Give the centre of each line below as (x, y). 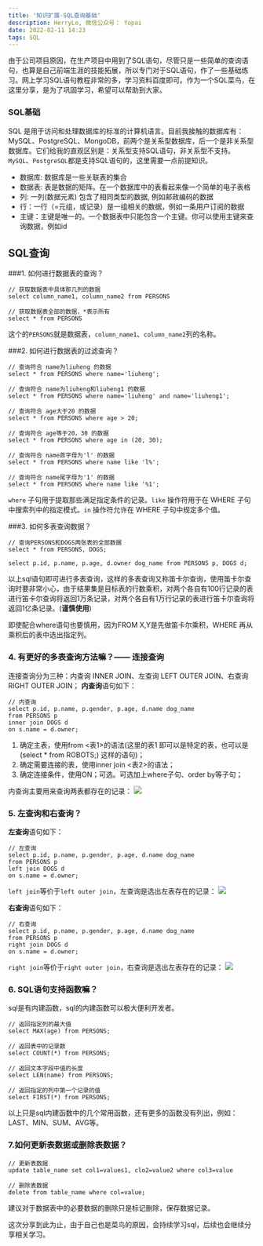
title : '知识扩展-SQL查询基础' (55, 15)
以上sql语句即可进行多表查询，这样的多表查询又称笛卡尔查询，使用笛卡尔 (126, 579)
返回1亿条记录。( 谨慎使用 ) (50, 608)
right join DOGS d (38, 945)
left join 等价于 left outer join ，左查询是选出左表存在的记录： (112, 891)
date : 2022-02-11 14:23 (47, 30)
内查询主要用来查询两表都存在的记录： (70, 791)
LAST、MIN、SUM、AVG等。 (56, 1123)
